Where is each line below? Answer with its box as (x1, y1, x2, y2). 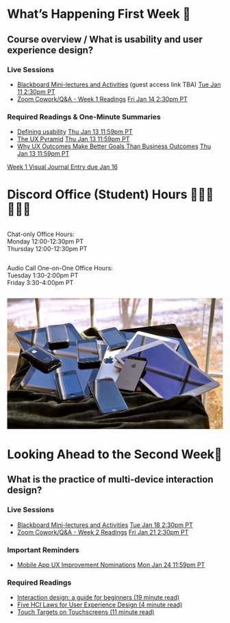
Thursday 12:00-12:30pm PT (7, 245, 88, 253)
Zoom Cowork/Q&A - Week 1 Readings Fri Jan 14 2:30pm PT (16, 95, 188, 103)
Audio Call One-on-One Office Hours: (7, 264, 113, 272)
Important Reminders (7, 545, 80, 554)
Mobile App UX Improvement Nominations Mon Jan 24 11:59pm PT (16, 561, 205, 569)
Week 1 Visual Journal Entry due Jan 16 (7, 163, 118, 171)
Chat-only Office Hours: (7, 230, 75, 239)
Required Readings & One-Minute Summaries (7, 112, 161, 121)
